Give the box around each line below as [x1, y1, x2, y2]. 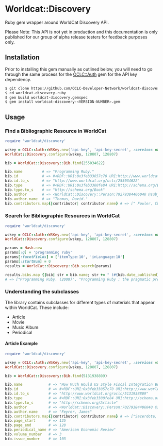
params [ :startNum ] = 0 [5, 259, 51, 264]
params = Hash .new [5, 245, 42, 251]
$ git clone [5, 86, 29, 91]
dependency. [5, 76, 32, 82]
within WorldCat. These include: [5, 305, 69, 310]
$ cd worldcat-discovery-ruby [5, 90, 66, 95]
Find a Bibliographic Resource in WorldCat [5, 127, 107, 134]
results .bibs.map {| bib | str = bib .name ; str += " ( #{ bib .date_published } [5, 272, 160, 277]
